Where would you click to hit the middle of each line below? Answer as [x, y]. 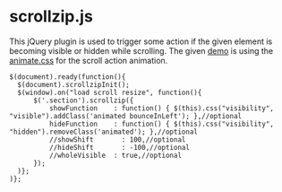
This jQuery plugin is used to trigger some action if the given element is [141, 41]
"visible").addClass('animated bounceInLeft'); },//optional [126, 116]
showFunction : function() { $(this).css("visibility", [162, 108]
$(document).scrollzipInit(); [73, 84]
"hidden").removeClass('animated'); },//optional [104, 132]
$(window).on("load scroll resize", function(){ [110, 92]
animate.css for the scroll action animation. [89, 60]
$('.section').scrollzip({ [83, 100]
